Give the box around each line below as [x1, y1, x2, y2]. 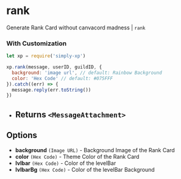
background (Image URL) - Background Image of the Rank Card [15, 146, 175, 153]
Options [6, 130, 38, 141]
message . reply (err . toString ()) [12, 87, 91, 93]
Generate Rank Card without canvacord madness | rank [6, 24, 146, 31]
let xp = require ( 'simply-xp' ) [6, 53, 86, 59]
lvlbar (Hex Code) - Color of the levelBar [15, 159, 116, 167]
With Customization [6, 39, 67, 48]
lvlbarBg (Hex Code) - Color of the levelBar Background [15, 166, 155, 173]
